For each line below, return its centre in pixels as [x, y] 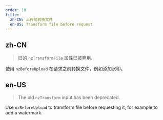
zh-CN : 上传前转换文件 [31, 19]
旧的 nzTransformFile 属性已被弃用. [55, 58]
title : [12, 15]
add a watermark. [24, 112]
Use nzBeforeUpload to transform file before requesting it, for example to [81, 107]
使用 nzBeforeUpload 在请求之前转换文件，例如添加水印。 [65, 69]
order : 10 [16, 10]
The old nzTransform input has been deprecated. [69, 97]
